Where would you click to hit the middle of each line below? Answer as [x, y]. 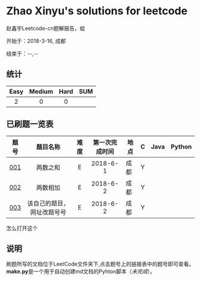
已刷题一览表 [30, 124]
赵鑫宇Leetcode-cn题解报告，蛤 [46, 28]
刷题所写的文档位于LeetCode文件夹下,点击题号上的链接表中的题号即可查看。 [100, 264]
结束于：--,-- [22, 53]
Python [181, 146]
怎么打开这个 [22, 228]
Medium [41, 91]
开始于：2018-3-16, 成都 [36, 41]
